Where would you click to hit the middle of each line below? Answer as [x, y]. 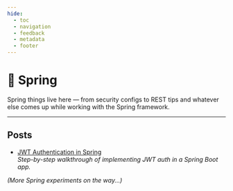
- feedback [29, 33]
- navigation [32, 26]
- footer [26, 46]
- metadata [29, 40]
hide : [15, 14]
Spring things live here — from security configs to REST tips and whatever [113, 99]
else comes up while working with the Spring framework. [88, 107]
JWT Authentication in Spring [59, 152]
